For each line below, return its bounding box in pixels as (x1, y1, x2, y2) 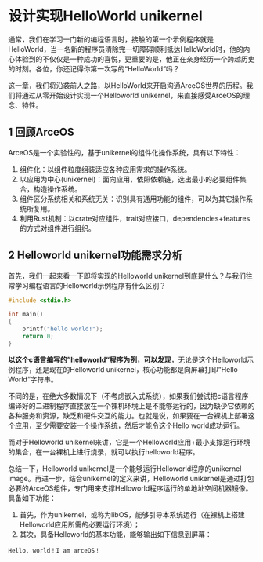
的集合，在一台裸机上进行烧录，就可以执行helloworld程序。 (8, 447, 200, 456)
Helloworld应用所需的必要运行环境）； (19, 520, 141, 529)
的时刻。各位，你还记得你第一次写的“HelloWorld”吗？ (8, 64, 180, 73)
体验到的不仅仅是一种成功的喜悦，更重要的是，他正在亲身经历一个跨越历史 (14, 54, 255, 64)
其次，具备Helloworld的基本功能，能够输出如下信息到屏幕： (19, 529, 213, 538)
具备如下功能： (8, 493, 56, 502)
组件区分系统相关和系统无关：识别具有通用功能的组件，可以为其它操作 (19, 194, 247, 203)
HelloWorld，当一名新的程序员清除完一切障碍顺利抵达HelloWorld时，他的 (8, 44, 243, 53)
